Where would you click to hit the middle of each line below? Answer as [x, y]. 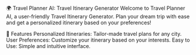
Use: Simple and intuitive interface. [48, 46]
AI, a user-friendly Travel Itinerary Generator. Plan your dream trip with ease [98, 16]
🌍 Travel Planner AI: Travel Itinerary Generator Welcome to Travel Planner [96, 8]
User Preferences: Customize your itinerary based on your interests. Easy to [98, 40]
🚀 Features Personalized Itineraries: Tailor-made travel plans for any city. [94, 34]
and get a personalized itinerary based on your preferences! [79, 23]
